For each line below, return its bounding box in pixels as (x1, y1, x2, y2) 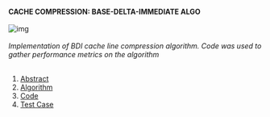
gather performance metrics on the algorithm (8, 50, 160, 59)
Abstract (19, 74, 49, 83)
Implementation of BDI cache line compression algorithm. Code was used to (8, 41, 262, 51)
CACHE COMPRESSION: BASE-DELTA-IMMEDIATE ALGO (8, 7, 201, 16)
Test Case (19, 100, 54, 109)
